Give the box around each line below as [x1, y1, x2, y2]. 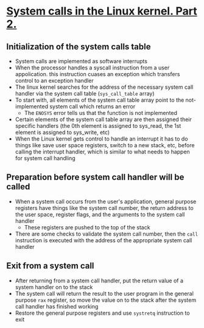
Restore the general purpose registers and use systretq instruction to [15, 309, 190, 316]
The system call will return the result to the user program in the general [15, 290, 194, 297]
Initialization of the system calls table [6, 41, 151, 52]
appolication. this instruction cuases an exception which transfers [15, 71, 180, 77]
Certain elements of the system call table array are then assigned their [15, 116, 192, 123]
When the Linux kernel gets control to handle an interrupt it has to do [15, 135, 188, 142]
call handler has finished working [15, 302, 99, 310]
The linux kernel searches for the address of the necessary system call [15, 83, 194, 91]
